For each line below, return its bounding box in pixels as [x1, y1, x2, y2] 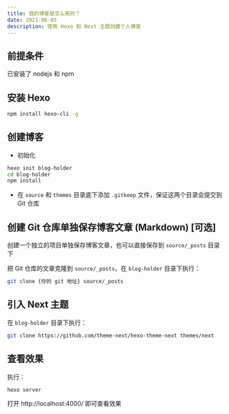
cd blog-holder [7, 171, 51, 178]
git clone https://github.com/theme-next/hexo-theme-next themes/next [7, 332, 215, 339]
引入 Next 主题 [7, 299, 69, 311]
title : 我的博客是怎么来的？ [7, 10, 81, 17]
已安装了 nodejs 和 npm [7, 70, 74, 78]
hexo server [7, 386, 41, 393]
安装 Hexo [7, 92, 50, 103]
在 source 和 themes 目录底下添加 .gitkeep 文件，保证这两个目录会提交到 [17, 191, 223, 199]
